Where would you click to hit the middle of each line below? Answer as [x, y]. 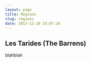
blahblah [14, 55]
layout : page [18, 10]
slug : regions [20, 19]
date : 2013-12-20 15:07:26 [33, 23]
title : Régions [21, 14]
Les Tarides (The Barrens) [46, 43]
